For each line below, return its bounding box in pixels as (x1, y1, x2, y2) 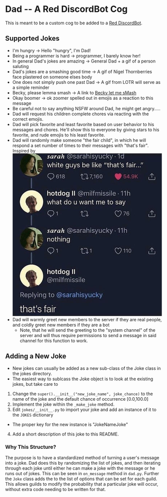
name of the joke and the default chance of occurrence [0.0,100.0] (12, 396, 149, 402)
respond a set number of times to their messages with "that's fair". (12, 142, 149, 148)
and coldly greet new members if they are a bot (12, 322, 110, 328)
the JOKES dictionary (12, 412, 54, 418)
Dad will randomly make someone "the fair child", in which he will (12, 137, 147, 143)
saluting (12, 63, 29, 69)
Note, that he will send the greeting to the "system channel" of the (19, 327, 156, 333)
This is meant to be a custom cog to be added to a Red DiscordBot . (5, 20, 143, 26)
